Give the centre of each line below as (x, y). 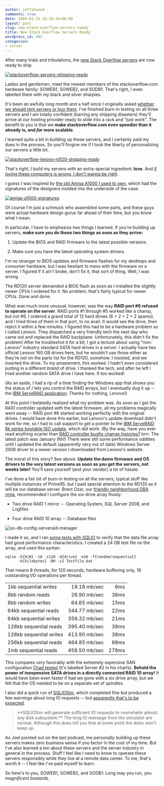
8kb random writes (29, 603)
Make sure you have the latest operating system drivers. (69, 251)
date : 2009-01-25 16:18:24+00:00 (39, 19)
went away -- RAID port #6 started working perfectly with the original (75, 413)
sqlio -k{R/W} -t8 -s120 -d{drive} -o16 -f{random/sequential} (71, 557)
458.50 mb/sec (86, 650)
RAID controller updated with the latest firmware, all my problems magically (81, 408)
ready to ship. (19, 65)
